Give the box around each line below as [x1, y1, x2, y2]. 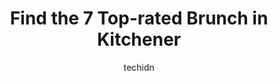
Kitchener [96, 28, 181, 51]
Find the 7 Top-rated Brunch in [9, 7, 269, 30]
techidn [123, 61, 155, 73]
